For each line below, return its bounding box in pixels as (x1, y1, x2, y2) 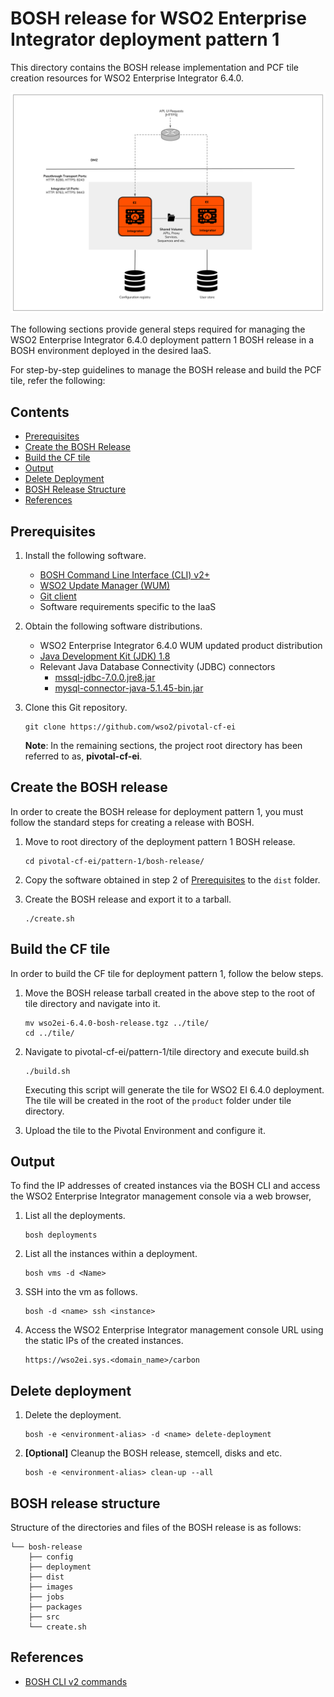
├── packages (28, 1602, 83, 1612)
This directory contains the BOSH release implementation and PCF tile (10, 61, 299, 73)
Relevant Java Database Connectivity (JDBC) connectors (39, 660, 276, 672)
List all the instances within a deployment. (24, 1248, 198, 1260)
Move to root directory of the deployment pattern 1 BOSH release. (24, 835, 296, 847)
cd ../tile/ (24, 1028, 75, 1038)
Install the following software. (24, 549, 147, 561)
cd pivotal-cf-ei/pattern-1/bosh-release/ (24, 856, 205, 866)
